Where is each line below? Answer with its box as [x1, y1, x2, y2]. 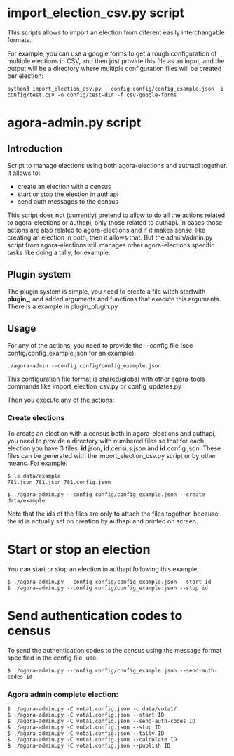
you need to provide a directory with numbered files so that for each [7, 436, 205, 445]
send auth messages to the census [17, 197, 119, 205]
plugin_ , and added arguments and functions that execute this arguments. [7, 294, 221, 303]
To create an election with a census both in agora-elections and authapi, [7, 429, 216, 437]
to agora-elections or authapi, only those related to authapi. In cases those [7, 218, 223, 226]
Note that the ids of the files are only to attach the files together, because [7, 509, 219, 518]
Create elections [7, 413, 65, 423]
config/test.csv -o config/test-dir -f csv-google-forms [7, 91, 177, 98]
